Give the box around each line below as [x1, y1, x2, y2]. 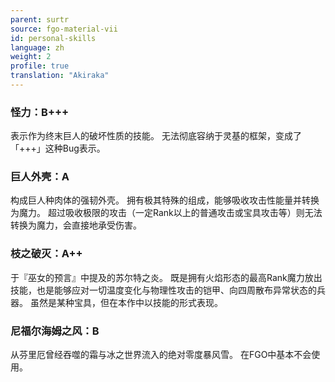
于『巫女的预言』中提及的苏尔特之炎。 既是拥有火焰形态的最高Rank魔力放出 [10, 271, 323, 283]
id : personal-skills [10, 33, 97, 43]
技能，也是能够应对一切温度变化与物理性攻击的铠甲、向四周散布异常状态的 [10, 284, 317, 296]
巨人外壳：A [10, 170, 70, 184]
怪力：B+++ [10, 105, 70, 119]
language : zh [10, 42, 65, 53]
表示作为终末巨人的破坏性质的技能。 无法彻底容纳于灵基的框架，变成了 [10, 130, 302, 142]
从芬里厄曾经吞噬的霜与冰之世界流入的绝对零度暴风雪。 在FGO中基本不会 [10, 349, 312, 361]
